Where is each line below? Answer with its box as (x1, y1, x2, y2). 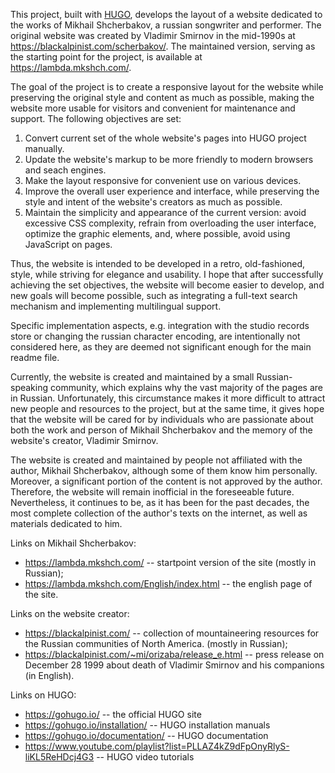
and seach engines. (24, 164, 107, 176)
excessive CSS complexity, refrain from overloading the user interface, (24, 217, 317, 229)
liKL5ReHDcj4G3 (24, 751, 95, 763)
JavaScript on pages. (24, 239, 113, 250)
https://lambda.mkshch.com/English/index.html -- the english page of (24, 578, 313, 589)
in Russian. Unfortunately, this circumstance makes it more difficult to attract (10, 392, 326, 404)
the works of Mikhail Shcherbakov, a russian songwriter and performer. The (10, 19, 322, 31)
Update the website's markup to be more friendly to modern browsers (24, 154, 314, 165)
